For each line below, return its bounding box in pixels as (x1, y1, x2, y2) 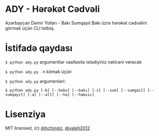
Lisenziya (5, 109, 46, 120)
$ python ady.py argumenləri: (5, 78, 66, 84)
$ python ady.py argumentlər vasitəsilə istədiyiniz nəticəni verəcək (5, 59, 142, 65)
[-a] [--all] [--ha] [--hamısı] (27, 92, 94, 97)
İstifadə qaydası (5, 43, 73, 54)
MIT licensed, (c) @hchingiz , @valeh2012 (5, 125, 90, 131)
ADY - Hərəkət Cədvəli (5, 3, 100, 15)
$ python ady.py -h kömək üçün (5, 68, 72, 74)
